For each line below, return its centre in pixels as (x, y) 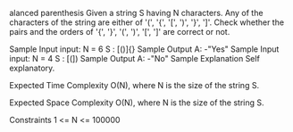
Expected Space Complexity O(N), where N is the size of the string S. (137, 103)
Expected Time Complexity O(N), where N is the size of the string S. (134, 85)
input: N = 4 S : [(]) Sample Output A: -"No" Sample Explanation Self (135, 58)
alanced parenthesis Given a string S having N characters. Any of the (136, 13)
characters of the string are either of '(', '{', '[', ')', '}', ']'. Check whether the (146, 22)
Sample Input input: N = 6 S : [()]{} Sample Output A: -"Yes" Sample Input (144, 49)
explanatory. (32, 68)
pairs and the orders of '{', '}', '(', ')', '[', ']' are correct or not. (120, 32)
